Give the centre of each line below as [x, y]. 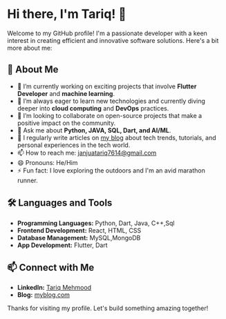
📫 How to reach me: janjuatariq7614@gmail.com [87, 153]
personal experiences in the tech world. [74, 145]
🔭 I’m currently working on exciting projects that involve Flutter [107, 86]
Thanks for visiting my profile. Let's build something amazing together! [108, 308]
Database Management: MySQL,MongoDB [79, 238]
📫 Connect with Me [51, 268]
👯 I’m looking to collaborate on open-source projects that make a [110, 115]
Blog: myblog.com [44, 295]
